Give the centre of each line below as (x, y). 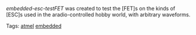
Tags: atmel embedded (34, 26)
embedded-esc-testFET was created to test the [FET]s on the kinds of (91, 8)
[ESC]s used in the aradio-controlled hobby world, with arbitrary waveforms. (98, 15)
